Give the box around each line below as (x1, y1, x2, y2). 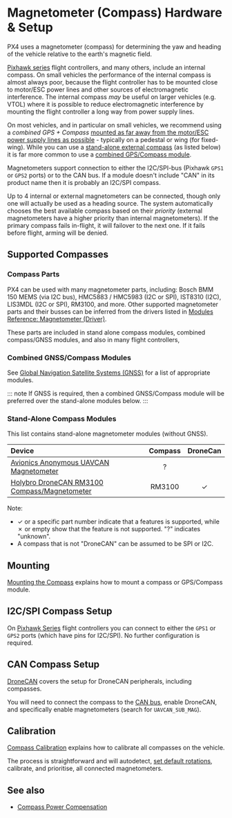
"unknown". (17, 532, 51, 541)
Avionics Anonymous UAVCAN (10, 458, 110, 468)
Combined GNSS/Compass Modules (7, 353, 131, 362)
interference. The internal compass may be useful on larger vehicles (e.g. (7, 92, 216, 101)
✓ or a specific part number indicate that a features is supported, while (17, 517, 220, 526)
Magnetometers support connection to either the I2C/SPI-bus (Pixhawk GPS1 (7, 163, 224, 172)
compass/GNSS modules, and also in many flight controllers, (7, 335, 180, 344)
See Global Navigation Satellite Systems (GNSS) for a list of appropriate (7, 368, 211, 377)
